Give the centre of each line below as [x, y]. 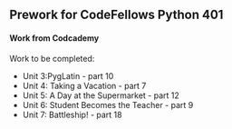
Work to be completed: [52, 58]
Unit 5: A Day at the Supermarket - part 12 [101, 95]
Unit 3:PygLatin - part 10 [68, 75]
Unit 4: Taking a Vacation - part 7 [84, 85]
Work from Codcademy [54, 38]
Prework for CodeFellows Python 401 [116, 15]
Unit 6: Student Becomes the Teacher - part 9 [108, 104]
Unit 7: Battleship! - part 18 [72, 114]
